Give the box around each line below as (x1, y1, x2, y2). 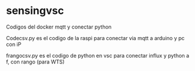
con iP (6, 41, 22, 48)
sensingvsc (6, 4, 65, 17)
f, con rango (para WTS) (6, 58, 65, 65)
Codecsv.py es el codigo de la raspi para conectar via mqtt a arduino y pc (6, 34, 185, 41)
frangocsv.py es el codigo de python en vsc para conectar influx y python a (6, 52, 190, 59)
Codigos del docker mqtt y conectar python (6, 23, 112, 30)
